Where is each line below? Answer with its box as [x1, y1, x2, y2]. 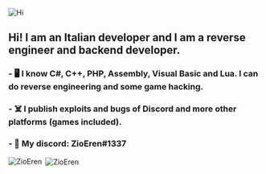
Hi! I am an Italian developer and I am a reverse [8, 31, 247, 44]
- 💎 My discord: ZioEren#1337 [8, 138, 127, 149]
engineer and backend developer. [8, 43, 181, 57]
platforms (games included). [8, 117, 122, 128]
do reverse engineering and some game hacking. [8, 81, 203, 93]
